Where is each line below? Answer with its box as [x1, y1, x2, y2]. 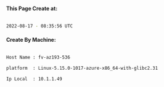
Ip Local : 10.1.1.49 [6, 76, 62, 82]
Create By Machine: [6, 36, 56, 43]
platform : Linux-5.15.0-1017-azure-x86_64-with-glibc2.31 [6, 66, 159, 72]
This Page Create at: [6, 5, 58, 12]
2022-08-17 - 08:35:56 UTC [6, 23, 73, 29]
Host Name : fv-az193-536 [6, 54, 70, 61]
